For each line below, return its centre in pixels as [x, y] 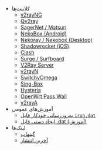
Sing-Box [32, 84]
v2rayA [29, 102]
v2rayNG [31, 15]
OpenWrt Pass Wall [44, 96]
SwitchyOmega [39, 77]
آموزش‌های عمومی [32, 109]
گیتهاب [28, 134]
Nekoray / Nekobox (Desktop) [56, 40]
